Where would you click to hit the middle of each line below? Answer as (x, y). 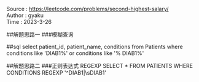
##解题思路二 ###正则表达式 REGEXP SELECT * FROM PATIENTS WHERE (100, 66)
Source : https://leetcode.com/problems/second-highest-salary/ (88, 9)
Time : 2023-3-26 (29, 22)
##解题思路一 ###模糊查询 (40, 34)
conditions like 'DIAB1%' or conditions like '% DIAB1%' (75, 53)
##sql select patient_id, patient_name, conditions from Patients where (95, 47)
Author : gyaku (25, 15)
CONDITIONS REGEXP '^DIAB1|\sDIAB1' (56, 73)
